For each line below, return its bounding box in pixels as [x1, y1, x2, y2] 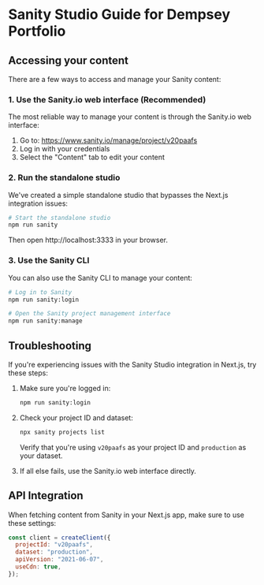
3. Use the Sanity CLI [8, 255, 90, 266]
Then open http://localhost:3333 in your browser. [8, 235, 168, 245]
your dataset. [19, 451, 63, 460]
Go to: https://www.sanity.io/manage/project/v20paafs [19, 136, 198, 145]
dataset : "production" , [15, 548, 93, 557]
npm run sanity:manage [8, 317, 83, 325]
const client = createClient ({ [8, 534, 111, 542]
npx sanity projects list [19, 428, 105, 436]
